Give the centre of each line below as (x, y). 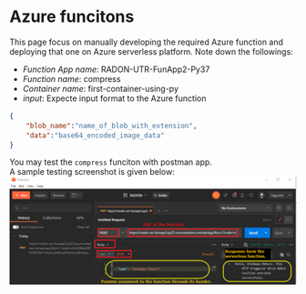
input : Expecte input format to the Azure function (114, 98)
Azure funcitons (72, 17)
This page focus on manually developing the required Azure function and (147, 42)
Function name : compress (71, 78)
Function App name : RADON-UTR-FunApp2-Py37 (116, 69)
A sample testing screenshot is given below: (92, 172)
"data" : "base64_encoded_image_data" (96, 135)
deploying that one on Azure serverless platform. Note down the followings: (151, 51)
